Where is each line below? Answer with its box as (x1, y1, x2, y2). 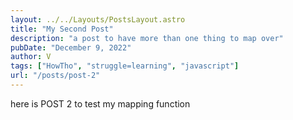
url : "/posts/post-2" (10, 71, 101, 81)
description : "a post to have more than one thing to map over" (10, 33, 284, 43)
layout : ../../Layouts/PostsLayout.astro (10, 14, 186, 25)
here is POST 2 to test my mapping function (10, 97, 191, 110)
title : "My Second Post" (10, 24, 114, 34)
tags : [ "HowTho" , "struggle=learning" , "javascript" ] (10, 61, 240, 71)
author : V (10, 52, 52, 62)
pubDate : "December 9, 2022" (10, 42, 132, 53)
